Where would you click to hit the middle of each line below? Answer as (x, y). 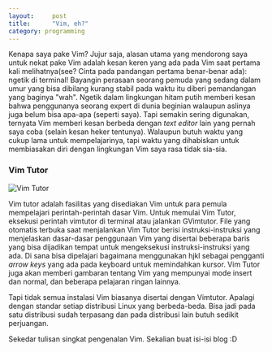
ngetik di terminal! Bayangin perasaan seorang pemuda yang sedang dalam (135, 80)
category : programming (47, 31)
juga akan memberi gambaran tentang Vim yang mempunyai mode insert (130, 272)
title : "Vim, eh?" (49, 24)
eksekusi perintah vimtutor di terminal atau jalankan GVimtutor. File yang (130, 221)
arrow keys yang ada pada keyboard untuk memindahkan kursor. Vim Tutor (134, 264)
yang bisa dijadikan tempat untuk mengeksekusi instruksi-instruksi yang (129, 247)
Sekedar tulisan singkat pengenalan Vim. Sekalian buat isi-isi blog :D (123, 339)
